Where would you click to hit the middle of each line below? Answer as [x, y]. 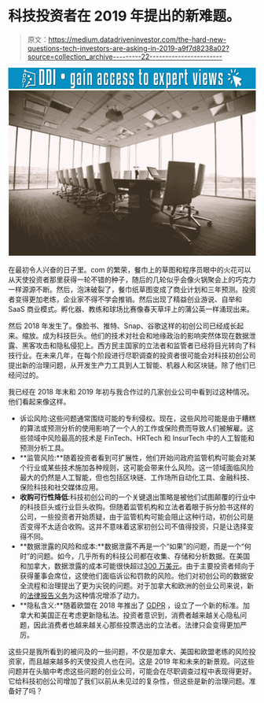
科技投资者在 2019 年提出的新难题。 [125, 16]
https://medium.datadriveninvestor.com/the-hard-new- [137, 39]
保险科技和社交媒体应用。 [61, 487]
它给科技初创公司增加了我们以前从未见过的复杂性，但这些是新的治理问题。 [128, 681]
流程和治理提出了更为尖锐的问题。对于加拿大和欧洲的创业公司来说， [137, 585]
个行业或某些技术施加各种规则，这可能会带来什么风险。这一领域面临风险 [136, 467]
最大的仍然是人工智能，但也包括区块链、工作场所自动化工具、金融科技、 [136, 477]
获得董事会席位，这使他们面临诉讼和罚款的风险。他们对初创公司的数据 [133, 575]
